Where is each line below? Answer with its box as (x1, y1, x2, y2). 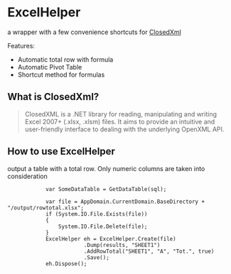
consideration (7, 172, 48, 180)
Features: (7, 41, 36, 50)
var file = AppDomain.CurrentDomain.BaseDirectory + (45, 198, 205, 205)
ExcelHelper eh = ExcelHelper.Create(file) (45, 235, 176, 242)
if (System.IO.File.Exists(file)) (45, 210, 148, 217)
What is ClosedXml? (7, 91, 100, 103)
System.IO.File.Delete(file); (58, 223, 148, 230)
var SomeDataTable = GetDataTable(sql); (45, 185, 167, 192)
